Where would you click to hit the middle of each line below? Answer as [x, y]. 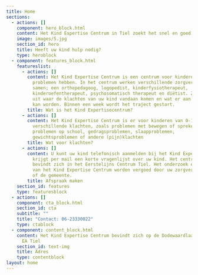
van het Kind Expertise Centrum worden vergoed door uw [102, 170]
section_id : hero [38, 45]
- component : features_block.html [54, 61]
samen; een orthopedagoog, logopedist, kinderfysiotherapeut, [110, 88]
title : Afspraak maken [55, 181]
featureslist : [34, 66]
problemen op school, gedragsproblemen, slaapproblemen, [104, 132]
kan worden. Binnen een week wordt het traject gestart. [104, 104]
